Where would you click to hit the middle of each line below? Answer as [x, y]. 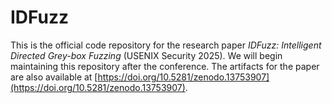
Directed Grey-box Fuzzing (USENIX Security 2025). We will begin [146, 55]
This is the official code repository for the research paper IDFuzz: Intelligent [166, 45]
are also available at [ [54, 77]
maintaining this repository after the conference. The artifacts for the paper [165, 66]
